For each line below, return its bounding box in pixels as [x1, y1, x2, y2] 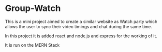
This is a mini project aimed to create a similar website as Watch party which [5, 19, 158, 24]
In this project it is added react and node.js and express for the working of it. [5, 33, 157, 39]
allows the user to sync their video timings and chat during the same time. [5, 23, 152, 29]
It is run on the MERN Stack [5, 42, 60, 48]
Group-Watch [5, 3, 61, 14]
